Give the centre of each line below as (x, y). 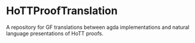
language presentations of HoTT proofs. (55, 33)
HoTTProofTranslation (62, 11)
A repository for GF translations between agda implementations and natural (98, 27)
